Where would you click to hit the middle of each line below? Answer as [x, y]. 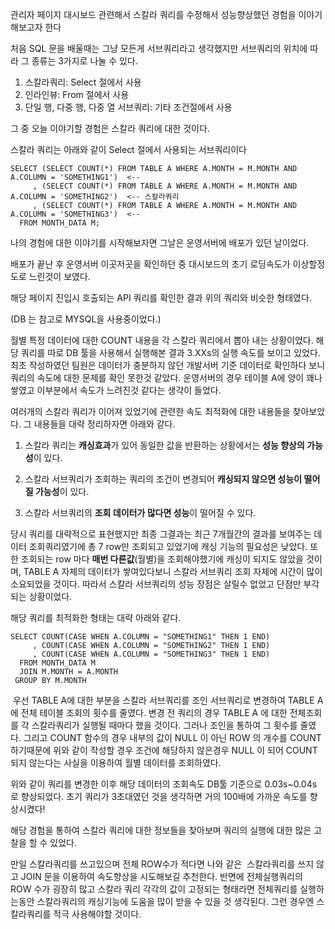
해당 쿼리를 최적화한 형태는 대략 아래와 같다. [96, 617]
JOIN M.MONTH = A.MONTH [68, 672]
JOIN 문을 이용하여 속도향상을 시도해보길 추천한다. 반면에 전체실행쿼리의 [161, 876]
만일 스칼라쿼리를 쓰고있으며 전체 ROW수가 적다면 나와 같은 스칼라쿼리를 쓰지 [162, 864]
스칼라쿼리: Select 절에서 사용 [83, 82]
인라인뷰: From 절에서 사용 [77, 94]
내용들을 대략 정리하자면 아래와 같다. [104, 424]
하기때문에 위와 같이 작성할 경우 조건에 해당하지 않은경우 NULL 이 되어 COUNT [164, 750]
